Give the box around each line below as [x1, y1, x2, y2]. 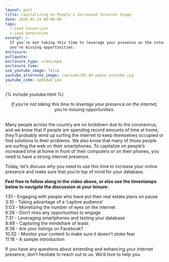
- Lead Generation [10, 31, 49, 36]
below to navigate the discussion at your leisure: [5, 184, 109, 190]
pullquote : [5, 54, 28, 59]
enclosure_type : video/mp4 [5, 59, 62, 64]
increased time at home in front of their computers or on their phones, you [5, 148, 159, 154]
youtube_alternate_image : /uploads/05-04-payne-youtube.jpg [5, 73, 134, 78]
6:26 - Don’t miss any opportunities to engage [5, 209, 101, 215]
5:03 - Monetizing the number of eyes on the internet [5, 204, 116, 210]
